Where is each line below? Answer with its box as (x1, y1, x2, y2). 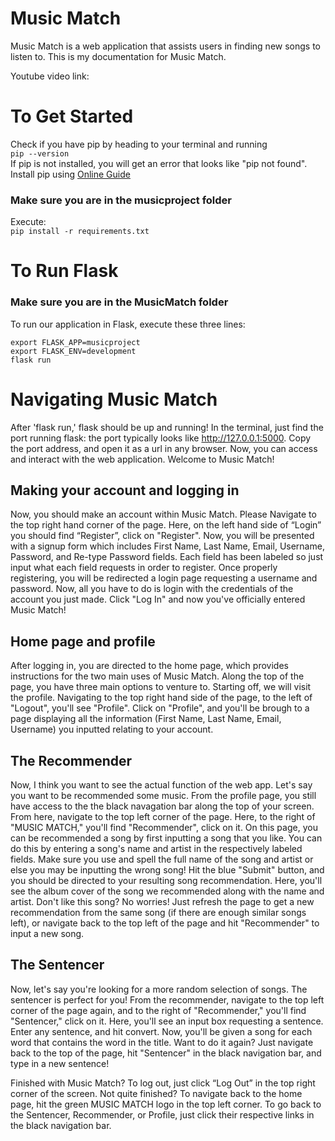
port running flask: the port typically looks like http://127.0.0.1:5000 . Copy (10, 432, 312, 444)
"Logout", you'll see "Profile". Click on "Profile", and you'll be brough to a (10, 702, 310, 714)
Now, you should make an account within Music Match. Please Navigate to (10, 508, 317, 521)
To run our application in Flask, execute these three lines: (10, 318, 246, 330)
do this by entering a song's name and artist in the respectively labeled (10, 843, 303, 855)
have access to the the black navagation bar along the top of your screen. (10, 800, 315, 812)
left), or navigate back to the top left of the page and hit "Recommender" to (10, 917, 320, 929)
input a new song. (10, 928, 85, 940)
